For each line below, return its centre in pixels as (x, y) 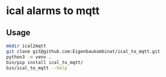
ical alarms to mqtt (53, 11)
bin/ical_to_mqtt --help (37, 68)
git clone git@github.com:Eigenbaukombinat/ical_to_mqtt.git (83, 51)
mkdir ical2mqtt (26, 46)
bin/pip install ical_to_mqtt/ (45, 62)
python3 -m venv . (29, 57)
